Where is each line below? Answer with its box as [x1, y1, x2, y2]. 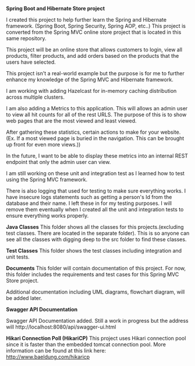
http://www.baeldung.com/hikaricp [6, 353, 90, 360]
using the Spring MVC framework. [6, 176, 88, 183]
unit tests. [6, 253, 30, 260]
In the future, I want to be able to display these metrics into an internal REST [6, 152, 188, 159]
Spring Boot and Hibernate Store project [6, 5, 105, 12]
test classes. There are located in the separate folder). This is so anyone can [6, 230, 190, 236]
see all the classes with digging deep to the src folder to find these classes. [6, 236, 187, 243]
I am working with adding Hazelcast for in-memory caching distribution [6, 88, 177, 94]
